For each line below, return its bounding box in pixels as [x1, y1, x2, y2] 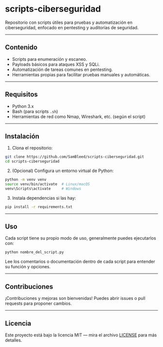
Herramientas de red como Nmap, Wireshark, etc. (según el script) [12, 113, 146, 120]
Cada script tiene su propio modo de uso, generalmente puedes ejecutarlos [5, 235, 156, 241]
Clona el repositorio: [12, 145, 53, 151]
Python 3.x [12, 103, 34, 109]
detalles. [5, 337, 22, 343]
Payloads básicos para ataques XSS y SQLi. [12, 61, 100, 67]
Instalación [5, 132, 40, 140]
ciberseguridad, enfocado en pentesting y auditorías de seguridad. [5, 24, 139, 30]
